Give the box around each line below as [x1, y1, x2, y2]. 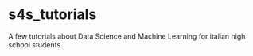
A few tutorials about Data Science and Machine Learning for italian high [8, 32, 246, 41]
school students [8, 39, 61, 49]
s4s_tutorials [8, 6, 97, 24]
